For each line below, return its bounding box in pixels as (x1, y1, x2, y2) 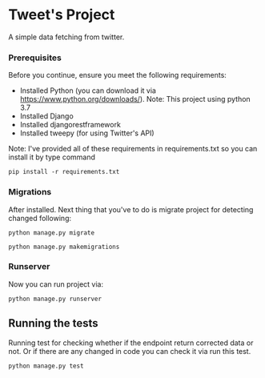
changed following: (8, 213, 72, 223)
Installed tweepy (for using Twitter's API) (19, 128, 155, 138)
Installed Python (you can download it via (19, 86, 156, 95)
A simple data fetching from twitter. (8, 32, 125, 42)
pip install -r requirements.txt (8, 168, 120, 176)
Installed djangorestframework (19, 120, 122, 130)
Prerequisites (8, 52, 62, 63)
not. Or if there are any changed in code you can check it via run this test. (8, 346, 251, 356)
